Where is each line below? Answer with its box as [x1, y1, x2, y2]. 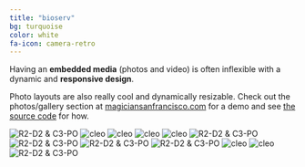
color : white [9, 30, 59, 39]
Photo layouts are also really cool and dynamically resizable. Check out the [9, 91, 291, 102]
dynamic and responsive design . [9, 74, 135, 85]
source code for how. [9, 110, 89, 121]
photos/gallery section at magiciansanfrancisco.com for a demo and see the [9, 101, 296, 112]
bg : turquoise [9, 22, 64, 31]
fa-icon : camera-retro [9, 38, 96, 48]
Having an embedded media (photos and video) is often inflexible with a [9, 64, 281, 75]
